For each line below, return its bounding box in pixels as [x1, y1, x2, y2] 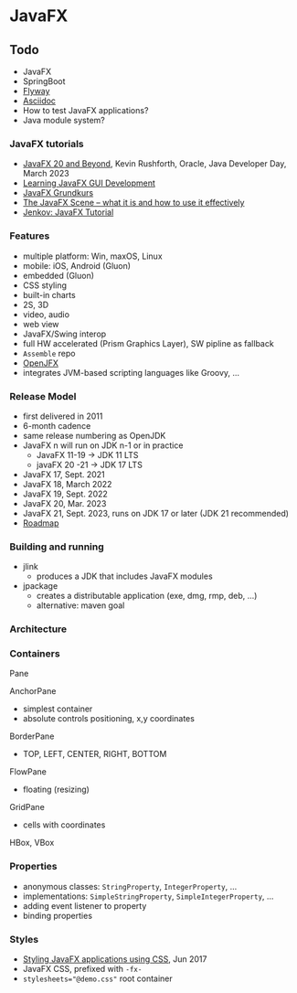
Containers [9, 647, 61, 660]
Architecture [9, 623, 68, 635]
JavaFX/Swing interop [22, 328, 107, 339]
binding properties [22, 910, 93, 921]
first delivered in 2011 [22, 411, 103, 422]
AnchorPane [9, 686, 57, 697]
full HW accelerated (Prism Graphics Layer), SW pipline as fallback [22, 337, 274, 348]
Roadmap [22, 518, 59, 529]
